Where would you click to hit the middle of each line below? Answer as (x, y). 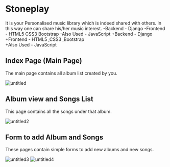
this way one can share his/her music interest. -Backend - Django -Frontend (85, 28)
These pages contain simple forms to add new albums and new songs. (80, 150)
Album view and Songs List (49, 99)
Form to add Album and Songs (54, 137)
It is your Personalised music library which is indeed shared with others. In (83, 23)
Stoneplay (27, 9)
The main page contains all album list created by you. (61, 73)
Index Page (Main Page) (44, 61)
